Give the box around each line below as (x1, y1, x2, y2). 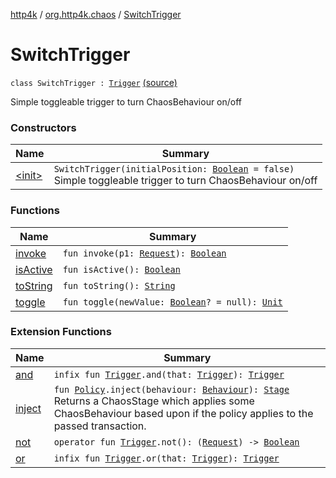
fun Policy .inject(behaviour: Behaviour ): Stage (53, 384, 290, 395)
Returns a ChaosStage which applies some (53, 394, 255, 408)
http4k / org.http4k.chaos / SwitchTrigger (10, 9, 182, 20)
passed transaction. (53, 419, 147, 433)
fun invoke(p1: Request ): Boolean (62, 247, 227, 259)
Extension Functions (10, 325, 112, 339)
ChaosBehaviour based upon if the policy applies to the (53, 406, 314, 420)
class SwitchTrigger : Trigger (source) (10, 76, 178, 88)
